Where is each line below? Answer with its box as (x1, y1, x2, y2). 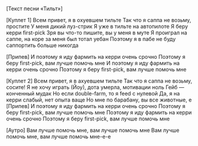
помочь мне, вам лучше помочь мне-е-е (6, 133, 112, 140)
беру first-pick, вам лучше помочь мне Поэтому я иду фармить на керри (6, 109, 192, 116)
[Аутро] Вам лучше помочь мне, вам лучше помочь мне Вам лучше (6, 127, 180, 134)
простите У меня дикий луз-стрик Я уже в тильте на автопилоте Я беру (6, 23, 188, 30)
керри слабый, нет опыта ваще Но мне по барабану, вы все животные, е (6, 96, 192, 103)
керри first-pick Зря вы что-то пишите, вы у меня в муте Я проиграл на (6, 29, 188, 36)
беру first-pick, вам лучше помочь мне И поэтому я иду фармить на (6, 59, 180, 66)
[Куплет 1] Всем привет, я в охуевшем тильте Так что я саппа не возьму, (6, 17, 191, 23)
